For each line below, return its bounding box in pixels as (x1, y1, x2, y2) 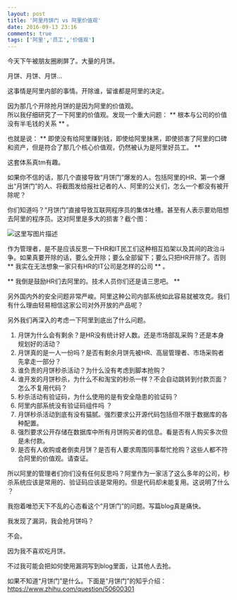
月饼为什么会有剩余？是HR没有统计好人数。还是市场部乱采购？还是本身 (17, 331, 224, 339)
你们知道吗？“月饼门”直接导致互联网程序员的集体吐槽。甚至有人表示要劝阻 (7, 206, 224, 214)
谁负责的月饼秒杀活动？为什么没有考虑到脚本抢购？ (17, 366, 166, 374)
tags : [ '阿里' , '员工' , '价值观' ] (7, 37, 95, 44)
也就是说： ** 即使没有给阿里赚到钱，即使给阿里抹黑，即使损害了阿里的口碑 (7, 135, 227, 143)
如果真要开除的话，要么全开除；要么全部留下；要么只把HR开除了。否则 (19, 253, 226, 262)
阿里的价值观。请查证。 (23, 454, 92, 463)
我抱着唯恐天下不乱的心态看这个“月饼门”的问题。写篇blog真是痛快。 (7, 502, 205, 510)
